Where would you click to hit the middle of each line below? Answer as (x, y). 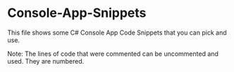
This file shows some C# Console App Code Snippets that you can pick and (117, 32)
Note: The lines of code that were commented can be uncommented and (113, 54)
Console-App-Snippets (77, 13)
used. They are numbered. (46, 61)
